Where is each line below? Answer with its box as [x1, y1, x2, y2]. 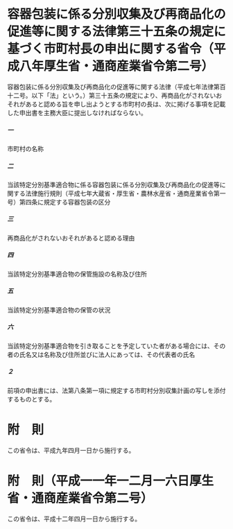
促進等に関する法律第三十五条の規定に [7, 24, 227, 40]
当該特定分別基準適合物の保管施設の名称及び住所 [7, 270, 147, 278]
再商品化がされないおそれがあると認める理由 [7, 234, 135, 242]
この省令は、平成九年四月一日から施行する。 [7, 446, 135, 454]
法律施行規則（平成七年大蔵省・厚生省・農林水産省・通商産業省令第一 [25, 189, 226, 198]
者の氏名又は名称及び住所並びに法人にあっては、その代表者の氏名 [7, 350, 196, 358]
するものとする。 [7, 394, 56, 403]
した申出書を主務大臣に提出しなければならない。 [7, 108, 147, 116]
